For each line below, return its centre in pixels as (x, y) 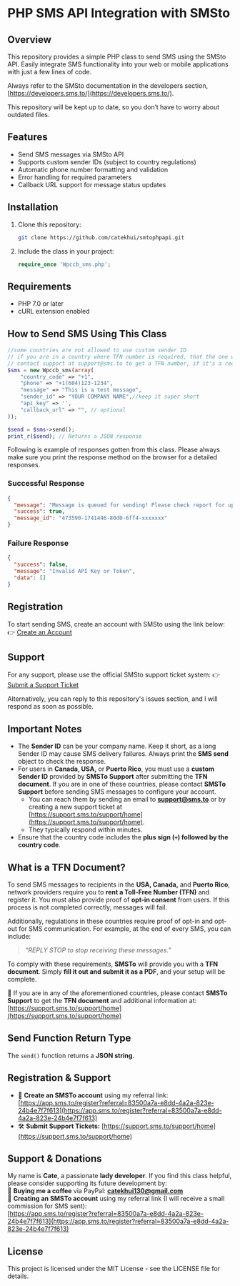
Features (27, 137)
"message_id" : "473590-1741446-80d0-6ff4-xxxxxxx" (91, 518)
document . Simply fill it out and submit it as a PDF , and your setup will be (116, 971)
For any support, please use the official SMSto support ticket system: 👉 (114, 675)
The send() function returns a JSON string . (71, 1055)
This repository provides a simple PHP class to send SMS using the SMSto (117, 56)
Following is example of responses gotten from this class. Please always (114, 450)
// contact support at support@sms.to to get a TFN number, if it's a (115, 363)
